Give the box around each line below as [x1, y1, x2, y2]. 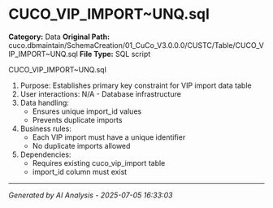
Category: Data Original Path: [8, 32, 110, 41]
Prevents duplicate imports [32, 115, 123, 124]
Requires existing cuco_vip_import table [32, 158, 166, 167]
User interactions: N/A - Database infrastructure [19, 89, 181, 98]
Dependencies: [19, 149, 71, 159]
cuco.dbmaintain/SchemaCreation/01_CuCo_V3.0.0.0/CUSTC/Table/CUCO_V [8, 40, 264, 50]
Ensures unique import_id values [32, 106, 142, 116]
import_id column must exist [32, 167, 128, 176]
